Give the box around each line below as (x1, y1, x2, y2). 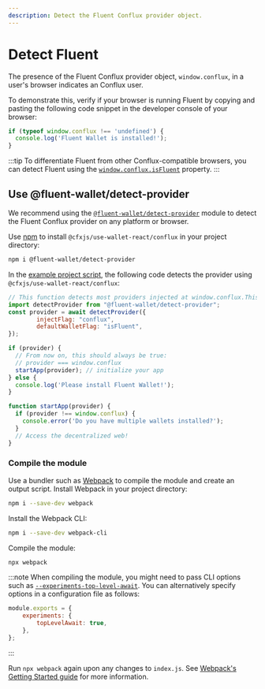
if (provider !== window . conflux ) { (15, 410, 136, 418)
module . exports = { (8, 605, 73, 613)
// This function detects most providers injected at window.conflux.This (8, 293, 259, 301)
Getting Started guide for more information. (8, 672, 149, 681)
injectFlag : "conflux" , (36, 315, 114, 323)
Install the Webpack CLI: (8, 513, 88, 523)
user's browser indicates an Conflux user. (8, 80, 144, 89)
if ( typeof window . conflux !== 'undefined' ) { (8, 127, 164, 135)
